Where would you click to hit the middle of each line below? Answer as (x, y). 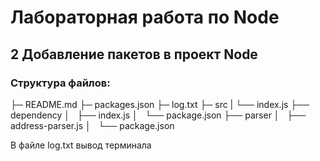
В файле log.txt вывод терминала (81, 145)
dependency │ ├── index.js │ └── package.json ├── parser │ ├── (158, 115)
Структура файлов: (60, 83)
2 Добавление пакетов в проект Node (134, 54)
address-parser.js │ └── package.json (92, 125)
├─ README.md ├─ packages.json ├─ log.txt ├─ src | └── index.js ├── (160, 104)
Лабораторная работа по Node (145, 17)
